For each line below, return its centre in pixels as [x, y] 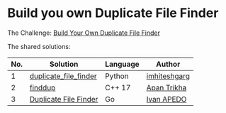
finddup [43, 87]
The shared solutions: [39, 46]
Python [117, 76]
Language [122, 64]
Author [168, 64]
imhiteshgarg [168, 76]
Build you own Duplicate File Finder [113, 13]
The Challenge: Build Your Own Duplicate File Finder [84, 33]
